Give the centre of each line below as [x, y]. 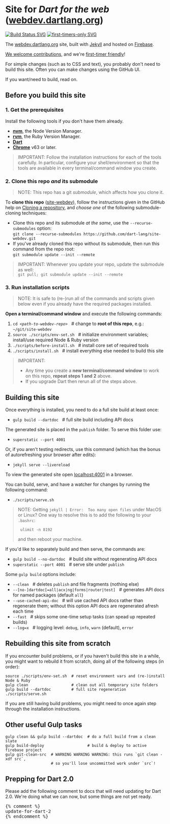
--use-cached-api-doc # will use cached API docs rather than [78, 601]
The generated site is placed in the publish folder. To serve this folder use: [83, 430]
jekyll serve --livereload [41, 465]
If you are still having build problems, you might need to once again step [81, 703]
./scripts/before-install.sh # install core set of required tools [81, 345]
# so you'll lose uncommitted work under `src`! [103, 763]
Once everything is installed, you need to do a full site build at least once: [82, 410]
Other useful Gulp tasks [44, 725]
